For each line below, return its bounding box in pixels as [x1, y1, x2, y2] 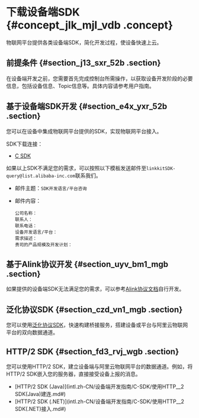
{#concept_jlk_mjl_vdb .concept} [6, 18, 174, 32]
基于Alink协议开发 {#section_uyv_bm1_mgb [6, 259, 169, 269]
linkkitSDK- [146, 165, 176, 171]
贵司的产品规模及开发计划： [14, 241, 73, 247]
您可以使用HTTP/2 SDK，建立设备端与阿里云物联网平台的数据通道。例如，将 [6, 363, 193, 370]
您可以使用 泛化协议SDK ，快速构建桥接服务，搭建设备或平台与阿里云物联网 [6, 322, 188, 329]
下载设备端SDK [6, 5, 80, 19]
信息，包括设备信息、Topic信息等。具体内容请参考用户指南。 [6, 82, 155, 89]
